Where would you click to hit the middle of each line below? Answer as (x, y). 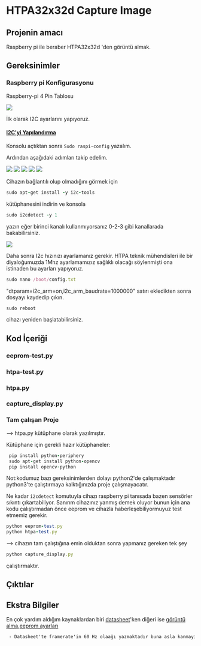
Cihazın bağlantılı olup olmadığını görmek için (62, 181)
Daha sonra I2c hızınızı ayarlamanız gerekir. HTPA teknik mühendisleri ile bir (100, 256)
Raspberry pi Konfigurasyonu (50, 83)
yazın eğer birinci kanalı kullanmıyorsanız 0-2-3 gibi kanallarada (85, 226)
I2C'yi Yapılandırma (31, 133)
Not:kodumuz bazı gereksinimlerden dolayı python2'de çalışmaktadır (91, 478)
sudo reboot (21, 308)
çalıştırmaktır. (23, 566)
